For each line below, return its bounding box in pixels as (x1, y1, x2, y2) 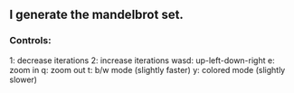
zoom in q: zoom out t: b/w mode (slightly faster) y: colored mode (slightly (9, 64, 286, 75)
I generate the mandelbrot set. (9, 7, 184, 23)
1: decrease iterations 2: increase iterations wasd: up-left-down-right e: (9, 54, 275, 66)
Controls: (9, 34, 52, 47)
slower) (9, 74, 38, 85)
